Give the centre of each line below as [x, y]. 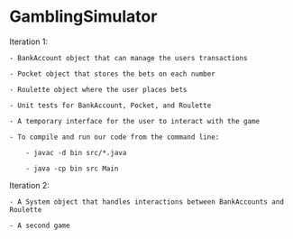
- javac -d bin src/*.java [76, 152]
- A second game [40, 225]
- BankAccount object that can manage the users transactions [128, 58]
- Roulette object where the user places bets [98, 89]
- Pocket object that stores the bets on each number [113, 74]
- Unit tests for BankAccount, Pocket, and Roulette [110, 106]
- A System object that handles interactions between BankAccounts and [146, 202]
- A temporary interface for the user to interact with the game [134, 121]
